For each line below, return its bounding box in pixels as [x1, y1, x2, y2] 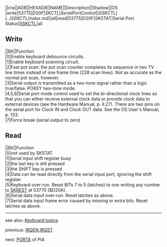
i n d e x [29, 15, 41, 21]
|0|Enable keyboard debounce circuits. [5, 53, 84, 59]
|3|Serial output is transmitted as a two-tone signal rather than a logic [5, 80, 148, 86]
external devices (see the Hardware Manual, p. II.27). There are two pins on [5, 101, 160, 107]
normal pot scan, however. [5, 75, 60, 81]
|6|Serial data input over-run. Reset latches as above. [5, 192, 114, 198]
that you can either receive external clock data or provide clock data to [5, 96, 150, 102]
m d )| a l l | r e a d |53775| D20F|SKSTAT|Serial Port [41, 15, 134, 21]
